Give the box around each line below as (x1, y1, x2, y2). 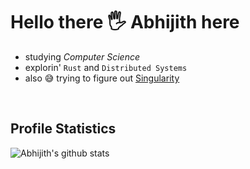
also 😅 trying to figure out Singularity (24, 72, 180, 84)
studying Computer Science (24, 50, 141, 63)
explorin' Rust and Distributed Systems (24, 61, 188, 73)
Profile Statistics (10, 120, 117, 138)
